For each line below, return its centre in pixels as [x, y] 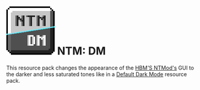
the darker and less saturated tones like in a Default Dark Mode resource [97, 74]
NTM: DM [82, 51]
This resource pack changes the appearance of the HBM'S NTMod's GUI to [100, 68]
